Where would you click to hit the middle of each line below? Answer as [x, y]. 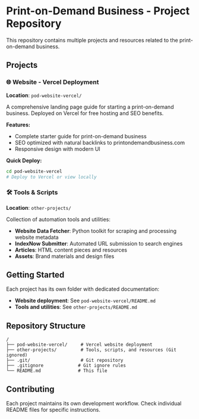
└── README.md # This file [57, 371]
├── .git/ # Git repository [65, 361]
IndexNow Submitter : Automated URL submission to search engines [99, 243]
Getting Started [35, 275]
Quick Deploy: [24, 160]
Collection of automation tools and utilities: [59, 219]
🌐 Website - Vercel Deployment [53, 82]
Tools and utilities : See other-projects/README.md [76, 307]
